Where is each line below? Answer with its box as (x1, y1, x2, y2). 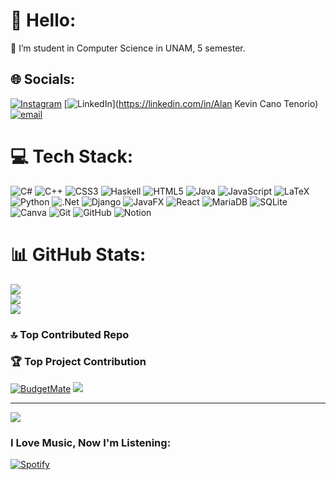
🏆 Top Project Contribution (10, 355, 147, 369)
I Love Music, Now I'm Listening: (10, 435, 172, 449)
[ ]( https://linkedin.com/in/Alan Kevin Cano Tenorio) (63, 97, 319, 109)
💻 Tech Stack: (10, 145, 134, 168)
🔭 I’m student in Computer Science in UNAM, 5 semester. (10, 42, 246, 54)
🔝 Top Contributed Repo (10, 327, 130, 341)
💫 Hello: (10, 9, 77, 32)
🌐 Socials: (10, 71, 76, 88)
